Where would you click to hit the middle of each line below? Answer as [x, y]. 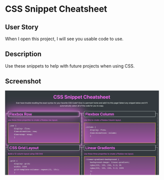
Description [23, 54]
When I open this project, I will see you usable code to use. [64, 39]
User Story [22, 27]
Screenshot [23, 81]
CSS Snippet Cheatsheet [56, 9]
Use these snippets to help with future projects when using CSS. [70, 66]
